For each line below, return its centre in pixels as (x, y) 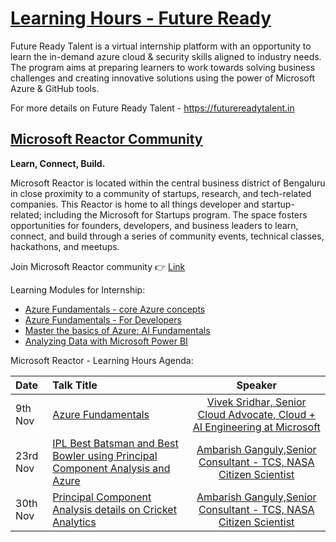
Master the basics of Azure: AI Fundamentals (117, 330)
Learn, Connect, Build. (58, 163)
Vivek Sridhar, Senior (256, 402)
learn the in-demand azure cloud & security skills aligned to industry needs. (166, 56)
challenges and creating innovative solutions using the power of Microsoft (162, 78)
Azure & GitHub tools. (55, 88)
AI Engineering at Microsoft (256, 427)
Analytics (74, 522)
